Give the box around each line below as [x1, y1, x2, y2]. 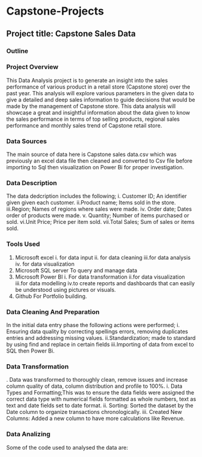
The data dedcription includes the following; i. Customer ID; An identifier [6, 192, 187, 200]
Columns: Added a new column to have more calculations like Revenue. [6, 415, 185, 422]
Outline [6, 47, 29, 55]
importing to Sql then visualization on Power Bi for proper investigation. [6, 164, 184, 171]
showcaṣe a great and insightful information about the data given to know [6, 109, 190, 116]
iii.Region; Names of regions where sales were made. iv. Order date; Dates [6, 205, 192, 213]
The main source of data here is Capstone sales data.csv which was [6, 151, 177, 158]
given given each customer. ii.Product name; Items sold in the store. [6, 199, 176, 206]
